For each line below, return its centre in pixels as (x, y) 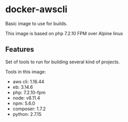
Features (20, 50)
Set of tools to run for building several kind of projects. (62, 62)
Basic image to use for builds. (36, 23)
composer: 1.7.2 (29, 109)
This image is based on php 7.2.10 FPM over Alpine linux (64, 33)
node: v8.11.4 (26, 97)
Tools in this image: (25, 71)
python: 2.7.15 (27, 114)
